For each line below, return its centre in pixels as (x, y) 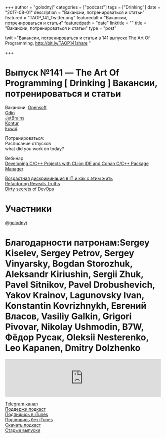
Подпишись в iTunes (27, 414)
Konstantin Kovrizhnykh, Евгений (76, 306)
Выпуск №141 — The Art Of (62, 73)
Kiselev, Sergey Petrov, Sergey (70, 253)
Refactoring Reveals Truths (33, 183)
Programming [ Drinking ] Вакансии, (81, 83)
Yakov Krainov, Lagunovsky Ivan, (75, 296)
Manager (14, 168)
